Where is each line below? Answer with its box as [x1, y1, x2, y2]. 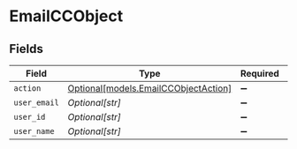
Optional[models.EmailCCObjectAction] [67, 82, 232, 94]
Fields [9, 41, 44, 56]
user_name [13, 126, 55, 136]
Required [240, 68, 280, 79]
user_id [13, 112, 46, 122]
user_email [13, 98, 59, 108]
